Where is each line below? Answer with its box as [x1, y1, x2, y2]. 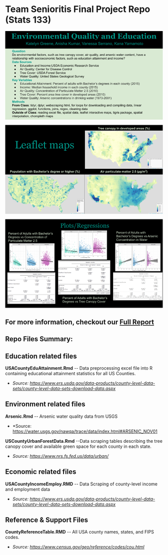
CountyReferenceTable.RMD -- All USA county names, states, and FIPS [5, 529, 154, 535]
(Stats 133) [5, 14, 51, 26]
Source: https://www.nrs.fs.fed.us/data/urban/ [12, 453, 109, 459]
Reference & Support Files [5, 516, 88, 524]
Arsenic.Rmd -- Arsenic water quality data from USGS [5, 413, 118, 419]
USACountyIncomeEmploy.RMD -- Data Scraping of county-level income [5, 481, 158, 487]
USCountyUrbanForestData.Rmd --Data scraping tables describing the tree [5, 438, 162, 444]
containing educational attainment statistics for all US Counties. [5, 371, 136, 377]
